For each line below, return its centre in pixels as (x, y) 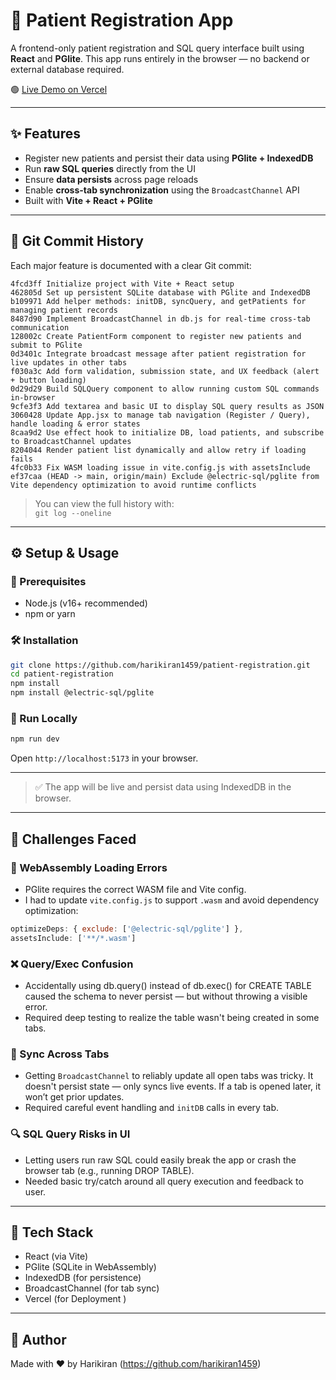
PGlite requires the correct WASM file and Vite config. (135, 889)
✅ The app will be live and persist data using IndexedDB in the (163, 787)
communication (40, 327)
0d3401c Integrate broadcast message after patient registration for (158, 354)
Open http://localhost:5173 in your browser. (104, 758)
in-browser (33, 397)
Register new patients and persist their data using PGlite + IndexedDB (169, 158)
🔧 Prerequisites (48, 581)
